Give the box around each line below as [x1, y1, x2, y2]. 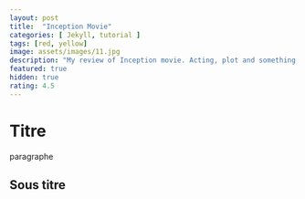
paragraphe [9, 151, 54, 162]
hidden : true [9, 73, 59, 82]
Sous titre [9, 177, 67, 193]
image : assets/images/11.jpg [9, 47, 121, 57]
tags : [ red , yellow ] [9, 38, 89, 48]
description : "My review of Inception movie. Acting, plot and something [9, 56, 297, 65]
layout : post [9, 13, 59, 23]
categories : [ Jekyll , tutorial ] [9, 30, 142, 39]
